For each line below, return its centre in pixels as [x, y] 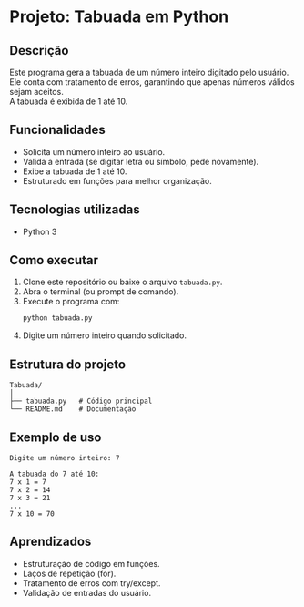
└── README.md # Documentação [73, 409]
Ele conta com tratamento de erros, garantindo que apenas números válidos [152, 82]
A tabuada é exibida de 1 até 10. [69, 101]
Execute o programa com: [71, 302]
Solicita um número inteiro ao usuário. [94, 151]
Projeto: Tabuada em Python [119, 17]
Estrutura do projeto [67, 364]
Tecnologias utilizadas [75, 210]
